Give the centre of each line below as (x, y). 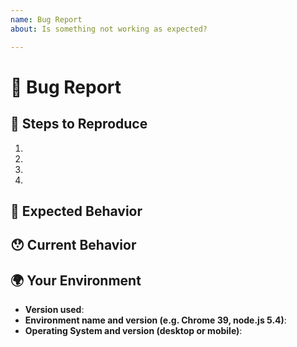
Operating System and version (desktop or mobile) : (133, 331)
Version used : (54, 310)
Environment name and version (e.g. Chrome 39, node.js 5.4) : (155, 320)
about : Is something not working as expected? (109, 29)
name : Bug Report (46, 19)
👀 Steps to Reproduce (79, 124)
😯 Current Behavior (73, 245)
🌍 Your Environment (76, 280)
